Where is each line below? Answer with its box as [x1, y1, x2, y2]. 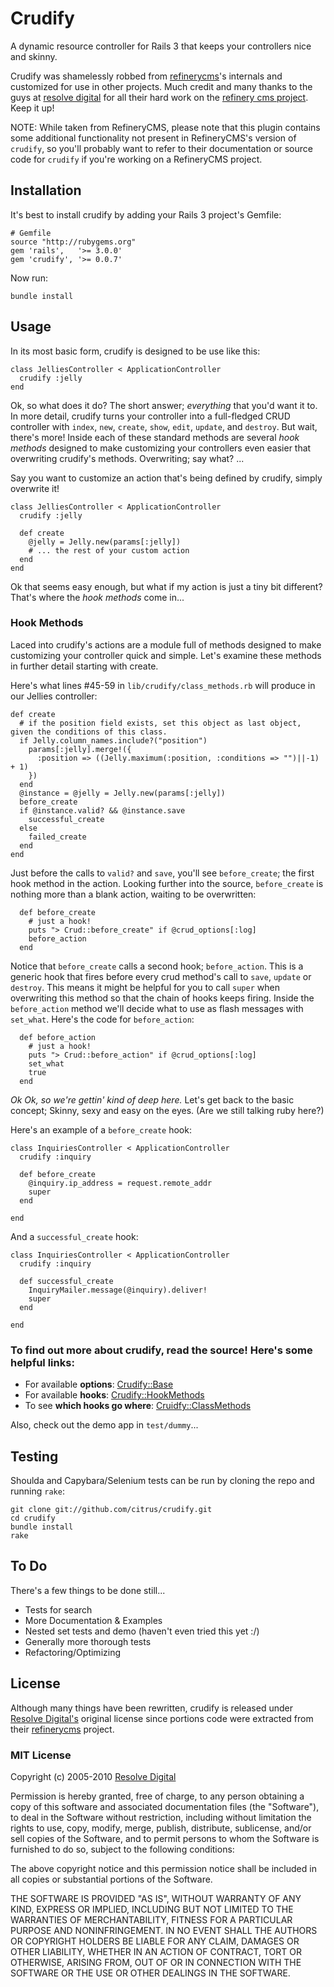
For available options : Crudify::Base [24, 1378, 174, 1391]
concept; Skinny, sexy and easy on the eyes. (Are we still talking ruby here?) [10, 1104, 325, 1116]
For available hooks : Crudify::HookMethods [24, 1389, 205, 1401]
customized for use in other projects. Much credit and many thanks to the [10, 80, 313, 92]
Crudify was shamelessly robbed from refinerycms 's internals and [10, 70, 283, 82]
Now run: [10, 272, 48, 284]
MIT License [10, 1748, 72, 1762]
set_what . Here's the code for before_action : [10, 1013, 195, 1025]
